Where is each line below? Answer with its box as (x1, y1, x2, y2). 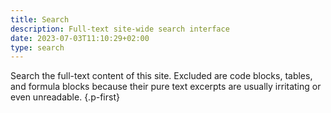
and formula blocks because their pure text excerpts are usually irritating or (10, 81, 322, 93)
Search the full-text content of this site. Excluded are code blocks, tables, (10, 70, 313, 82)
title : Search (10, 14, 70, 25)
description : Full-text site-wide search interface (10, 24, 230, 34)
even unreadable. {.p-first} (10, 91, 120, 103)
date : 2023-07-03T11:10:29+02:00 (10, 33, 150, 43)
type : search (10, 42, 65, 53)
